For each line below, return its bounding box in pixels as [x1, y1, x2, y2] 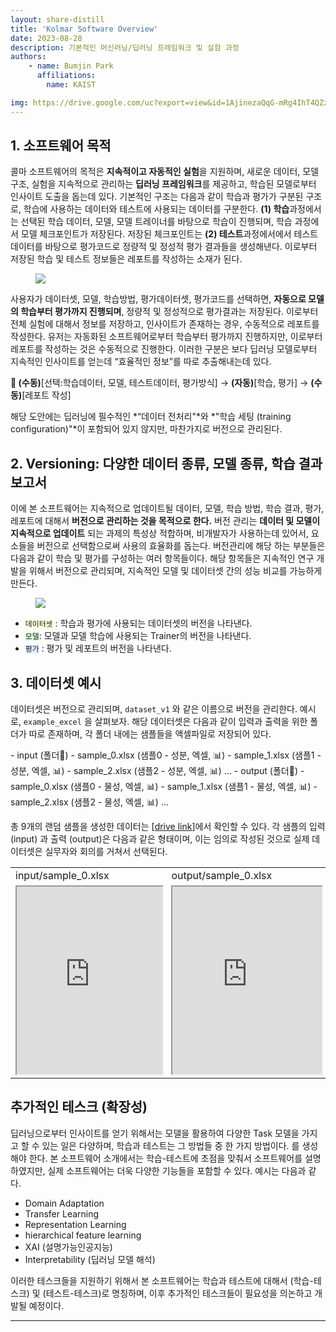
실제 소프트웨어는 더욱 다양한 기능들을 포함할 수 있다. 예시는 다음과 [47, 1164, 307, 1176]
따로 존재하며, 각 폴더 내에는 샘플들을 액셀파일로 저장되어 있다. [28, 728, 272, 740]
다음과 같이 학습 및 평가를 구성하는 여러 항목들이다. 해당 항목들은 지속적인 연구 [10, 552, 315, 565]
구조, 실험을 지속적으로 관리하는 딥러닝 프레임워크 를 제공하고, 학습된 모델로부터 [10, 178, 317, 190]
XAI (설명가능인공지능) [24, 1241, 113, 1253]
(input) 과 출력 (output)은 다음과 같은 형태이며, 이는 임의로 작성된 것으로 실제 [10, 833, 310, 845]
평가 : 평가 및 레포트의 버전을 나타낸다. [24, 642, 172, 655]
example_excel [23, 717, 82, 728]
